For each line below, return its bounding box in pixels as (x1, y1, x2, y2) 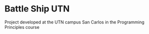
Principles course (4, 24, 40, 30)
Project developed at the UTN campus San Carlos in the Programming (4, 19, 145, 25)
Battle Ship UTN (4, 3, 70, 14)
